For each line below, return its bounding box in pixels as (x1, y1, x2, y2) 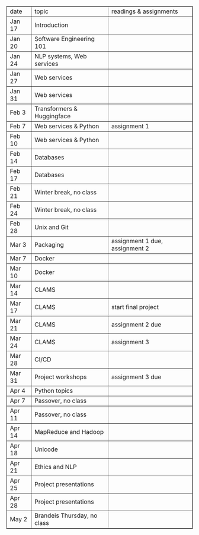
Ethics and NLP (34, 463, 77, 471)
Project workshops (34, 373, 87, 381)
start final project (111, 303, 159, 311)
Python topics (34, 386, 73, 395)
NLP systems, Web (34, 52, 87, 60)
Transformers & (34, 105, 78, 112)
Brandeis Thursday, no (34, 511, 98, 520)
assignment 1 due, (111, 237, 163, 245)
